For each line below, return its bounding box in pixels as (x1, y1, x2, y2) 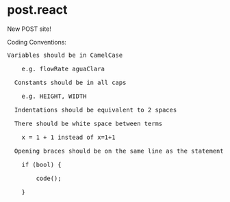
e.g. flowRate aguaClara (21, 64, 105, 73)
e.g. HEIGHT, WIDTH (21, 92, 87, 100)
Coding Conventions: (7, 38, 67, 46)
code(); (36, 174, 62, 182)
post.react (7, 2, 68, 18)
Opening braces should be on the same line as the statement (14, 147, 224, 155)
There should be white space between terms (14, 119, 163, 127)
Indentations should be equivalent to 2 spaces (14, 105, 177, 114)
